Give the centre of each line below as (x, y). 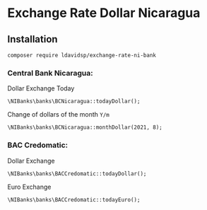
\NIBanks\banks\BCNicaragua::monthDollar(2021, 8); (85, 128)
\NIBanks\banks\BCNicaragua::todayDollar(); (74, 101)
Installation (32, 39)
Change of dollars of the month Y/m (58, 115)
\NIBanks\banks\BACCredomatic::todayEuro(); (74, 199)
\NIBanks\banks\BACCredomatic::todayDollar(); (77, 174)
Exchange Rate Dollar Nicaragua (104, 13)
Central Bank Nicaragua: (50, 73)
